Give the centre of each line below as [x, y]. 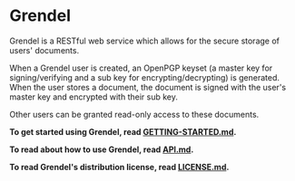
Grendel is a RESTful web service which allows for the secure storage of [144, 41]
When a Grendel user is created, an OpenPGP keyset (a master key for [141, 68]
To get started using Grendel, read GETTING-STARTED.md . [123, 131]
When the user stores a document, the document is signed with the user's [148, 87]
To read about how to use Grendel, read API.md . [102, 149]
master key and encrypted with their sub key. [94, 97]
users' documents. [44, 50]
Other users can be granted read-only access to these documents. [134, 114]
